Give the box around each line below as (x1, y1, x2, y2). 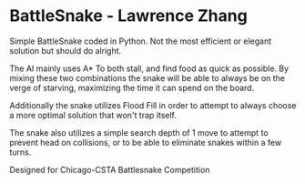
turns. (9, 147, 32, 158)
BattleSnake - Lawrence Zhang (9, 5, 248, 26)
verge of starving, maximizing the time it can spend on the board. (9, 82, 255, 93)
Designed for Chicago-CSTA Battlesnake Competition (9, 164, 210, 175)
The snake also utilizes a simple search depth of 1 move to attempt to (9, 127, 269, 138)
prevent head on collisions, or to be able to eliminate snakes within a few (9, 137, 282, 148)
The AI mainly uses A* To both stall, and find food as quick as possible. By (9, 63, 290, 74)
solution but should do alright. (9, 45, 122, 56)
